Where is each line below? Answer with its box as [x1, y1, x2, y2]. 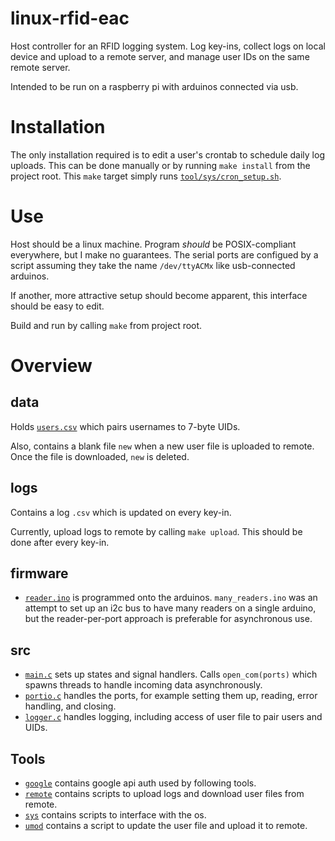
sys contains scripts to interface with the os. [24, 809, 207, 821]
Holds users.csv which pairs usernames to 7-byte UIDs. [10, 420, 241, 432]
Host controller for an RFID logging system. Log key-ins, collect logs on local [10, 40, 326, 52]
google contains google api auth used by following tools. [24, 777, 257, 789]
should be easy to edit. [10, 300, 105, 312]
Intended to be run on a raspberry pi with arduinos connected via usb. [10, 80, 299, 92]
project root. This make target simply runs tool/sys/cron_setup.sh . [10, 170, 282, 182]
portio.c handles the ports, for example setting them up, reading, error [24, 690, 318, 702]
